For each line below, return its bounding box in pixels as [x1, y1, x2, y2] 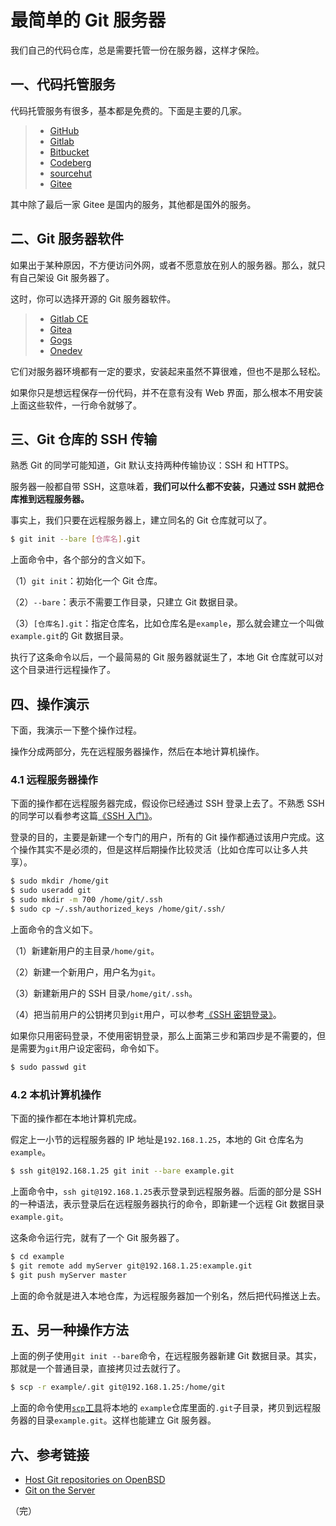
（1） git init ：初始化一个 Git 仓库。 [10, 575, 163, 587]
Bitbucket [49, 146, 90, 158]
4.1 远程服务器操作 [10, 772, 98, 786]
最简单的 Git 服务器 [10, 9, 167, 32]
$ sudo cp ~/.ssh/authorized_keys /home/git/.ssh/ [10, 904, 226, 914]
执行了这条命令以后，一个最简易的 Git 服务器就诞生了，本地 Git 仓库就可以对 [10, 651, 324, 663]
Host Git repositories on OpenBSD [24, 1474, 166, 1486]
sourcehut [49, 167, 92, 179]
